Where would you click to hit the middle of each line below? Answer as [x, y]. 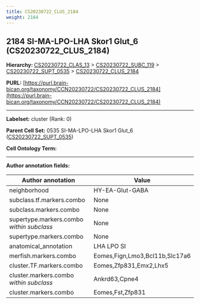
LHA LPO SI [110, 246]
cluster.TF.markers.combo [46, 266]
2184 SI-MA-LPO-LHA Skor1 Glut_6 [72, 41]
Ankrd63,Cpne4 [116, 279]
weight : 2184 [22, 17]
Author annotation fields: [38, 166]
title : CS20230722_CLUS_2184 [42, 12]
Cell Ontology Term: [32, 148]
